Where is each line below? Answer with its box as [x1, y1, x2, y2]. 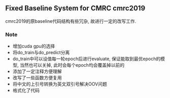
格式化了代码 [12, 87, 40, 93]
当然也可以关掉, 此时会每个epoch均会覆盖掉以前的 [19, 62, 125, 68]
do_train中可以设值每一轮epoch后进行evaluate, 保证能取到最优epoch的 [12, 56, 161, 62]
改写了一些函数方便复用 [12, 75, 62, 81]
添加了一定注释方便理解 [12, 68, 62, 75]
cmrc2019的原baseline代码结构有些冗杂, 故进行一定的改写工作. [5, 18, 137, 24]
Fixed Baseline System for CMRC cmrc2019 [5, 4, 146, 13]
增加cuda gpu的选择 [12, 43, 55, 50]
